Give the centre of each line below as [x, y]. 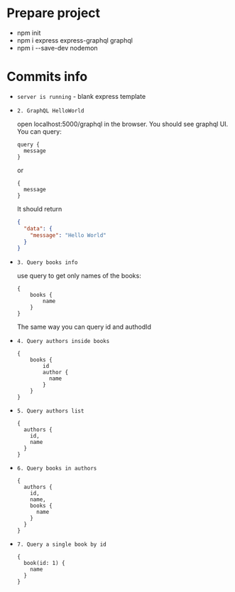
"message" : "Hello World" [69, 235]
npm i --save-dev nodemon [57, 48]
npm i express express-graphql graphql [75, 40]
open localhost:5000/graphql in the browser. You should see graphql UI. [122, 124]
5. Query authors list [50, 411]
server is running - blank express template [81, 96]
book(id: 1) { [44, 564]
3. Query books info [47, 263]
